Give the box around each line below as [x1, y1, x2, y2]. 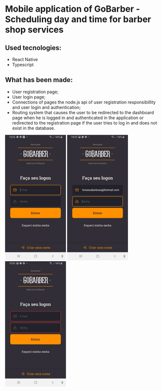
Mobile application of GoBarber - [5, 3, 140, 15]
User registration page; [12, 89, 59, 95]
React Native [12, 57, 38, 62]
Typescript [12, 62, 34, 67]
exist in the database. [12, 125, 55, 131]
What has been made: [5, 76, 73, 84]
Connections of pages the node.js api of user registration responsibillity [12, 99, 156, 105]
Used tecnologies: [5, 43, 62, 52]
